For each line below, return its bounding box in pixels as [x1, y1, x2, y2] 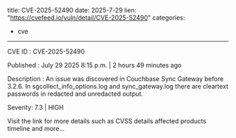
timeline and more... [7, 125, 65, 132]
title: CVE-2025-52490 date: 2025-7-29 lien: [7, 6, 137, 14]
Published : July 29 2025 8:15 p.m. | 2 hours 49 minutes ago [7, 61, 182, 69]
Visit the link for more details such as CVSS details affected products [7, 117, 206, 125]
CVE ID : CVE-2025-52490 [7, 47, 86, 56]
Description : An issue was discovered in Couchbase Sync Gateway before [7, 75, 224, 83]
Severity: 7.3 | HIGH [7, 103, 65, 111]
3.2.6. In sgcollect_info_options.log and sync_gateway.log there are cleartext [7, 82, 229, 90]
